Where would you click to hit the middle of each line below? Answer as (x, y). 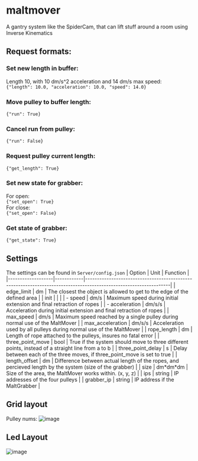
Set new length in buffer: (42, 69)
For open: (18, 196)
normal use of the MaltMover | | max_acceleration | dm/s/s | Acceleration (95, 323)
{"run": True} (24, 114)
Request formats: (39, 52)
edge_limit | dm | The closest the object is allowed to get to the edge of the (98, 291)
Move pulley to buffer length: (49, 102)
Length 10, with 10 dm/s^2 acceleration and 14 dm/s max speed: (84, 81)
